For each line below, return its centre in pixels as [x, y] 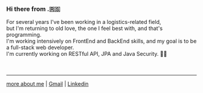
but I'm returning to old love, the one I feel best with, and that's [85, 28]
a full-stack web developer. [40, 47]
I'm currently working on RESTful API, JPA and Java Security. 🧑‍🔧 [87, 54]
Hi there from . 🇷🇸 [33, 9]
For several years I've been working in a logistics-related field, [84, 22]
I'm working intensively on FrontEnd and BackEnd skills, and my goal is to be [101, 41]
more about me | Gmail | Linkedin [47, 84]
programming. [24, 35]
